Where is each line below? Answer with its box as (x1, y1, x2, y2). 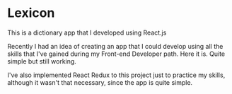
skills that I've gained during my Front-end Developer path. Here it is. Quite (7, 49, 226, 58)
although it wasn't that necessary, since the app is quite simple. (7, 78, 193, 86)
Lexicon (7, 5, 55, 21)
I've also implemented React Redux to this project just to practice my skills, (7, 71, 226, 79)
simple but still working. (7, 57, 76, 65)
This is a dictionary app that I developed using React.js (7, 28, 167, 37)
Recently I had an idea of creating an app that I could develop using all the (7, 42, 224, 50)
